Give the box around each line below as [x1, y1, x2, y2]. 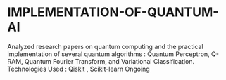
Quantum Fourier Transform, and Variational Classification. [24, 57, 195, 65]
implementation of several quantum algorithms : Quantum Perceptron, [7, 50, 210, 58]
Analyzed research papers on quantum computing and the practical [7, 42, 203, 51]
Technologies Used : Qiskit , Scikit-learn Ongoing [7, 65, 150, 73]
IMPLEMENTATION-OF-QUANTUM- [7, 4, 219, 20]
